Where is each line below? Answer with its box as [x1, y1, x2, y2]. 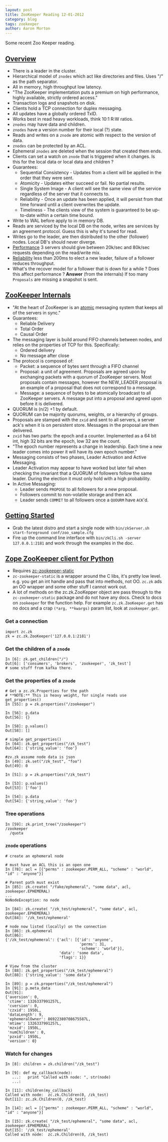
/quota [10, 830, 24, 835]
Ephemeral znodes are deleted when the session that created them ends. [12, 148, 162, 154]
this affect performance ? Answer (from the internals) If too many [12, 271, 148, 277]
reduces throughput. [12, 260, 55, 266]
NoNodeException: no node [5, 897, 59, 902]
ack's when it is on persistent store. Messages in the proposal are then [12, 422, 159, 428]
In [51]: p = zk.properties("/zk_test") [5, 772, 91, 778]
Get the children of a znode [5, 645, 70, 652]
